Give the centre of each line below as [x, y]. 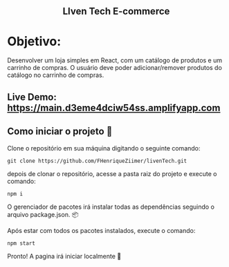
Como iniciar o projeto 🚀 [60, 131]
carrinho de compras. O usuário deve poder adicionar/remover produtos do [115, 68]
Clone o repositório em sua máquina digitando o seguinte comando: [104, 148]
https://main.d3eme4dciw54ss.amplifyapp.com [114, 108]
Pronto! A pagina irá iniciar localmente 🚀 [64, 256]
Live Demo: [32, 97]
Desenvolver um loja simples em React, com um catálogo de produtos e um [115, 60]
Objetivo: [34, 41]
